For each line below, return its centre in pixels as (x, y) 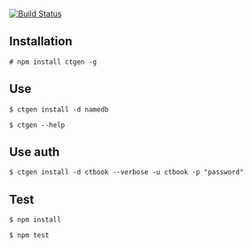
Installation (41, 41)
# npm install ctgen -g (53, 62)
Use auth (35, 152)
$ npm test (29, 236)
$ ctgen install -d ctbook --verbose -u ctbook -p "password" (126, 173)
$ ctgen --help (37, 125)
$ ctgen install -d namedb (59, 109)
